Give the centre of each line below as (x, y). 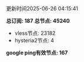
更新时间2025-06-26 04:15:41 (42, 8)
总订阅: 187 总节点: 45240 (38, 21)
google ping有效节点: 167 (37, 53)
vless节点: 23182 (35, 33)
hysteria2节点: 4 (34, 40)
